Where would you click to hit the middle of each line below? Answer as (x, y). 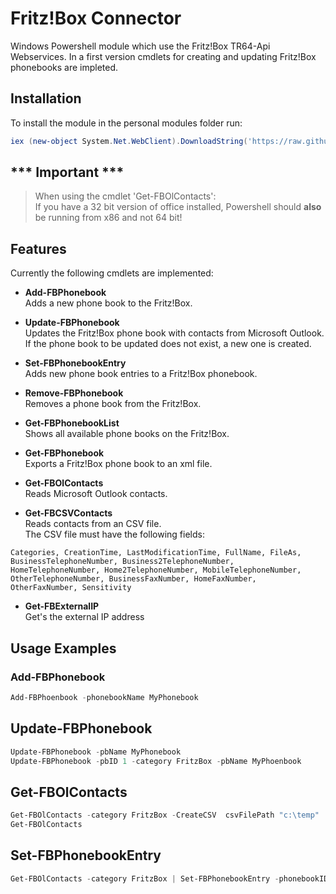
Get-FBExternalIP (62, 606)
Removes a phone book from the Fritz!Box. (113, 404)
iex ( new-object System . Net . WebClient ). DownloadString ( (129, 141)
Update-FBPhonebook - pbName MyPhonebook (96, 752)
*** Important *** (67, 172)
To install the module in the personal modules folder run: (126, 123)
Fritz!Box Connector (96, 18)
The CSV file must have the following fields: (114, 534)
